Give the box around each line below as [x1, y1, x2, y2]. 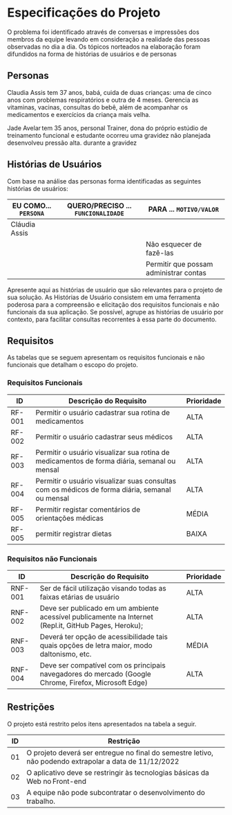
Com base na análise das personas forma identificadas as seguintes [7, 177, 202, 185]
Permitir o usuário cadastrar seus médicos [35, 431, 173, 441]
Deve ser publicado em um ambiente [39, 603, 159, 613]
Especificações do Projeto [7, 5, 161, 21]
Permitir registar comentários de [35, 504, 140, 514]
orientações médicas [35, 513, 104, 523]
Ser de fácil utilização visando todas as [39, 583, 167, 593]
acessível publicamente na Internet [39, 611, 153, 621]
